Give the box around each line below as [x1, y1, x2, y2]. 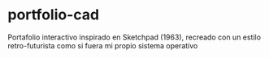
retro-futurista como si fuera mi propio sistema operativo [7, 40, 198, 50]
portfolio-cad [7, 6, 99, 24]
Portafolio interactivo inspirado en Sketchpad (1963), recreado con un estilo [7, 32, 262, 42]
